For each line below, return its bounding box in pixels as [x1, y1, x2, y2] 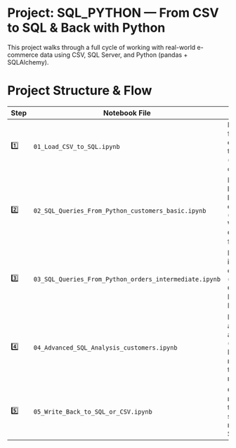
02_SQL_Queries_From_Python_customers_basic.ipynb [33, 206, 206, 215]
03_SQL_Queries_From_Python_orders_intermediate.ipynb [33, 275, 221, 283]
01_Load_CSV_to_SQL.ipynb [33, 143, 121, 150]
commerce [7, 51, 39, 59]
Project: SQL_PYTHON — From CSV [7, 5, 219, 21]
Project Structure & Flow [7, 83, 152, 99]
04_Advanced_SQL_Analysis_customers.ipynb [33, 343, 178, 352]
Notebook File [103, 107, 151, 117]
